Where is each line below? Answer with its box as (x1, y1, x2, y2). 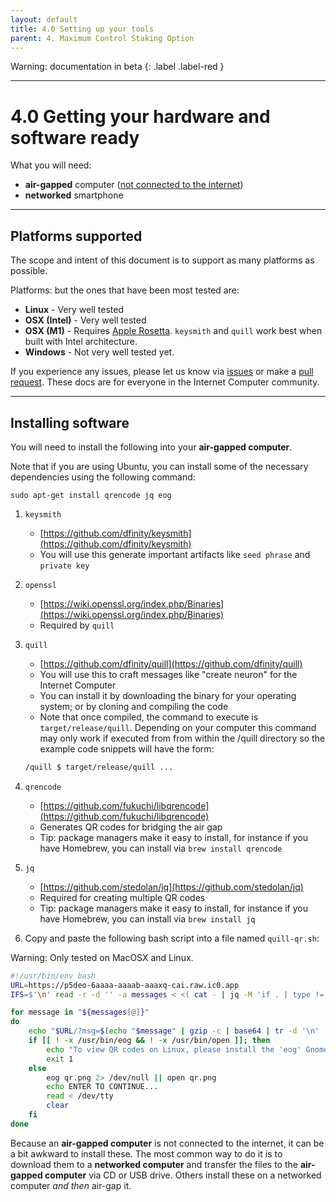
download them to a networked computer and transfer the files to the (10, 1158, 298, 1170)
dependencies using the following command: (10, 471, 196, 483)
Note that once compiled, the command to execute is (39, 711, 259, 723)
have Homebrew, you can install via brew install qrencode (39, 842, 283, 854)
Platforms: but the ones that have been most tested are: (10, 284, 240, 296)
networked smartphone (24, 189, 124, 201)
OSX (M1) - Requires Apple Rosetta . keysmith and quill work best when (24, 325, 323, 337)
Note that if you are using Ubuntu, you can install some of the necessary (10, 460, 309, 472)
